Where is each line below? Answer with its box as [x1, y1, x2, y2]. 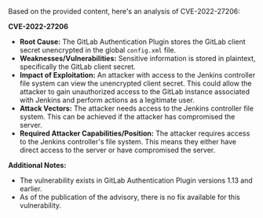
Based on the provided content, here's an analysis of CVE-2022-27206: [8, 7, 241, 16]
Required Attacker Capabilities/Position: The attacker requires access [19, 129, 250, 138]
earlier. [19, 184, 42, 193]
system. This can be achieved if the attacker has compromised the [19, 112, 236, 121]
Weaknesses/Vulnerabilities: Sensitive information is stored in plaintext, [19, 54, 256, 63]
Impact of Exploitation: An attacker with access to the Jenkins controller [19, 71, 256, 79]
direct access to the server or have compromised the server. [19, 145, 216, 154]
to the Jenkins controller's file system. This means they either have [19, 137, 237, 146]
